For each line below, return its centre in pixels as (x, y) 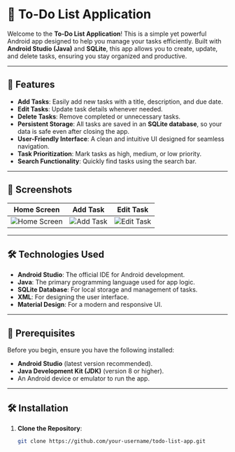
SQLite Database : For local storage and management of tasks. (107, 289)
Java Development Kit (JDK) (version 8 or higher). (91, 371)
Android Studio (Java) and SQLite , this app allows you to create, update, (113, 48)
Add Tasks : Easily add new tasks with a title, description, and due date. (120, 102)
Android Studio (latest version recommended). (85, 364)
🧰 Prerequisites (41, 333)
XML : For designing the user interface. (73, 297)
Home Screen (37, 210)
